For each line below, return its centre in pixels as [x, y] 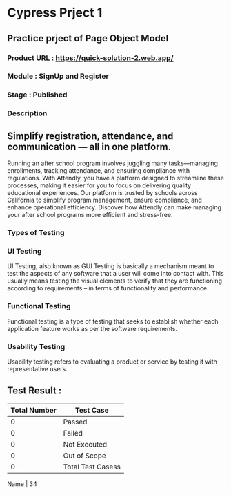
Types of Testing [36, 233]
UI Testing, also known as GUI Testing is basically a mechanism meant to [111, 266]
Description [27, 113]
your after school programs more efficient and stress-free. [90, 215]
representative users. [37, 368]
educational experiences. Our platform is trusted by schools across [102, 193]
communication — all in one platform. [89, 147]
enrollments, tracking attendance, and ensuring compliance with [99, 171]
